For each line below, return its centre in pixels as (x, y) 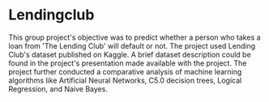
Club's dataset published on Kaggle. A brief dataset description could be (130, 54)
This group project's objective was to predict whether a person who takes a (134, 37)
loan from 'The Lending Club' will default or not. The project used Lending (132, 45)
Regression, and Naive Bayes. (58, 89)
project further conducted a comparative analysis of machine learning (125, 71)
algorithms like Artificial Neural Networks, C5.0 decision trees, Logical (125, 80)
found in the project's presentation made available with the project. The (128, 63)
